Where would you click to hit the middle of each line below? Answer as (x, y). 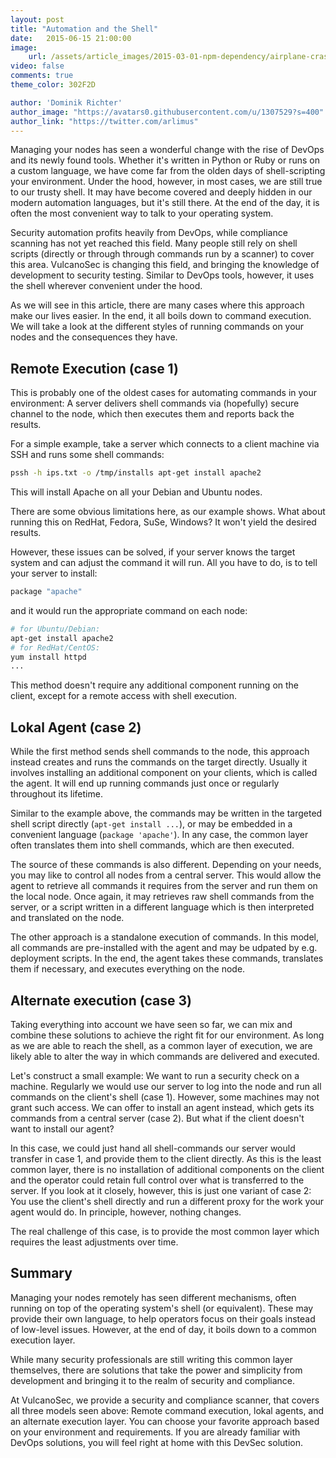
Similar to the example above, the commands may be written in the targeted (166, 813)
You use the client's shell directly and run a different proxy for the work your (167, 1201)
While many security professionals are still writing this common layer (151, 1359)
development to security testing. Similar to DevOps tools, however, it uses (162, 275)
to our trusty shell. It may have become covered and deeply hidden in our (161, 192)
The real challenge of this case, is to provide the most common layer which (165, 1231)
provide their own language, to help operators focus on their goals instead (163, 1318)
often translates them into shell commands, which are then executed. (152, 845)
